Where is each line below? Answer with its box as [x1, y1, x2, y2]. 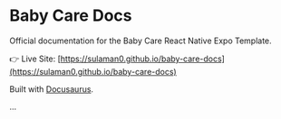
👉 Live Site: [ [9, 53, 62, 64]
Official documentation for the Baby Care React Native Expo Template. [9, 35, 272, 46]
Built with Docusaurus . [9, 83, 93, 95]
